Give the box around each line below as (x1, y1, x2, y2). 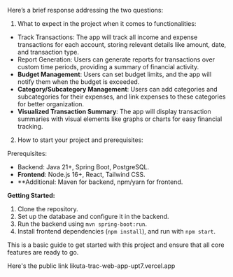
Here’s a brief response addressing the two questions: (7, 6, 164, 14)
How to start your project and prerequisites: (17, 136, 143, 144)
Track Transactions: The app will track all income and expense (17, 33, 198, 41)
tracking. (17, 122, 43, 130)
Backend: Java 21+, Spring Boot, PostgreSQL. (17, 163, 150, 171)
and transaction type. (17, 48, 79, 56)
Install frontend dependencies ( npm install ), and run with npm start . (17, 227, 216, 235)
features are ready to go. (7, 248, 79, 256)
